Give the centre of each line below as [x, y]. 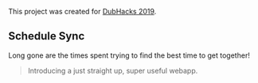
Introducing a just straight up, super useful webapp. [113, 70]
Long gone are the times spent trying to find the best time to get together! [129, 55]
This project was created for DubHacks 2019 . [82, 11]
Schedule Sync [47, 36]
